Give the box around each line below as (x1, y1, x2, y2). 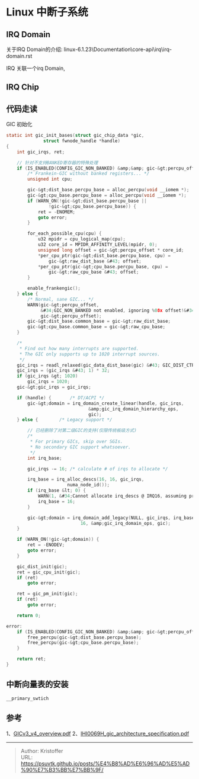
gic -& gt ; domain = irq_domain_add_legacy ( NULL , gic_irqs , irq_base (27, 515, 195, 521)
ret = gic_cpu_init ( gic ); (17, 569, 81, 575)
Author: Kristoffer (20, 747, 63, 754)
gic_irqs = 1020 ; (27, 379, 70, 385)
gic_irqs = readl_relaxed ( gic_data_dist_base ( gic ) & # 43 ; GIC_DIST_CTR (17, 362, 195, 368)
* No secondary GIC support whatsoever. (30, 444, 131, 450)
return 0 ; (17, 613, 41, 618)
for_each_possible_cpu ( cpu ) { (27, 230, 102, 237)
